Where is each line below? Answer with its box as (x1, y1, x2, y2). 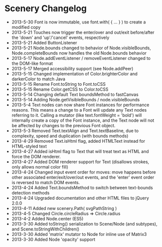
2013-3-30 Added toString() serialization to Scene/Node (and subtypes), (11, 221, 158, 227)
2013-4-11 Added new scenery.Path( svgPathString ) (11, 205, 117, 211)
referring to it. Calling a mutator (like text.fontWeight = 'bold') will (11, 112, 142, 118)
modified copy (11, 24, 41, 30)
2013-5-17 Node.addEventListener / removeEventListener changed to (11, 55, 151, 61)
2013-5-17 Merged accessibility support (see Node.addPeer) (11, 65, 134, 71)
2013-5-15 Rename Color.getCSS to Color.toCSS (11, 86, 109, 92)
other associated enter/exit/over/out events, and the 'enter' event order (11, 174, 154, 180)
